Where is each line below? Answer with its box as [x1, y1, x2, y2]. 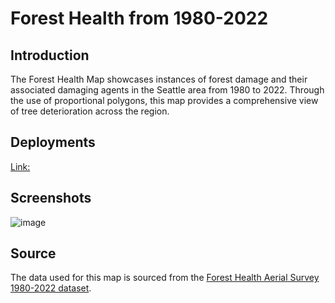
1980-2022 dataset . [10, 282, 92, 294]
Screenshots [10, 190, 92, 207]
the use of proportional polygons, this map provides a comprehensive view [10, 95, 319, 106]
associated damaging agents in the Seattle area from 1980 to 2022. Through [10, 84, 325, 96]
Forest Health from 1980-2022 [10, 7, 269, 30]
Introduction [10, 47, 90, 64]
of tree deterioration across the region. [10, 105, 170, 117]
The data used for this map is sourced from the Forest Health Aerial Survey [10, 272, 320, 284]
